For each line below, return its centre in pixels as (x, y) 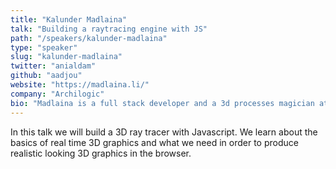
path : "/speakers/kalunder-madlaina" (89, 38)
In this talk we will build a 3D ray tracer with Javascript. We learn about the (164, 132)
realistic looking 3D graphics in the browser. (101, 153)
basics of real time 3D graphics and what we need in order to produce (154, 142)
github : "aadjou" (46, 76)
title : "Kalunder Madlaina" (69, 19)
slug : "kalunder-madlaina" (66, 57)
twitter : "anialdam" (53, 66)
